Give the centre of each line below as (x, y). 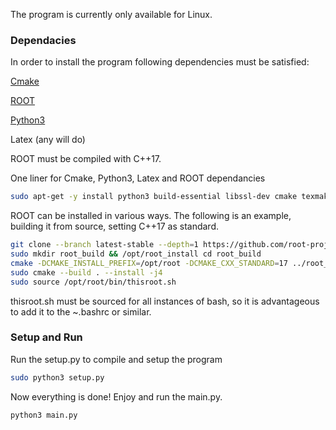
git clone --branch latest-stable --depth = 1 (104, 245)
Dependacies (43, 40)
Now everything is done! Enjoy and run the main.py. (116, 396)
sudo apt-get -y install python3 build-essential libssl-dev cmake (154, 197)
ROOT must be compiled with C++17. (86, 159)
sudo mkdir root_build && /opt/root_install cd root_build (136, 254)
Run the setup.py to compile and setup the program (116, 359)
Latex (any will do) (48, 140)
